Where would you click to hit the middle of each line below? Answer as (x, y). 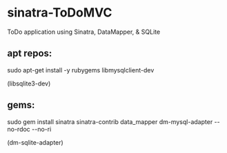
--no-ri (42, 129)
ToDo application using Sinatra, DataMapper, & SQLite (84, 32)
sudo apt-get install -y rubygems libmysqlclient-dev (81, 70)
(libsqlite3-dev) (29, 83)
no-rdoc (19, 129)
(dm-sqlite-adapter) (35, 142)
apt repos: (30, 53)
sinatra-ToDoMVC (60, 13)
